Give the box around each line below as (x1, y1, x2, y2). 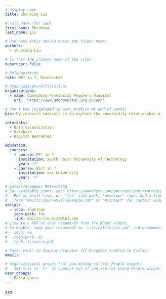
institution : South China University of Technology (18, 157, 127, 162)
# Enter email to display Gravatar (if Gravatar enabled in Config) (5, 248, 149, 253)
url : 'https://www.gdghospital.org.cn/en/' (14, 98, 105, 103)
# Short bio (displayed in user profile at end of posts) (5, 107, 127, 112)
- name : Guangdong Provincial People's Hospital (9, 93, 112, 98)
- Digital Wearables (9, 134, 52, 139)
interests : (5, 120, 28, 125)
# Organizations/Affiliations (5, 84, 68, 89)
